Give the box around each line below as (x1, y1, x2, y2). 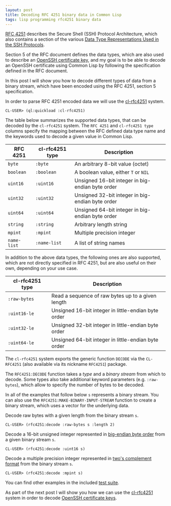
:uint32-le (8, 326, 34, 331)
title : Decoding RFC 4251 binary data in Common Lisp (5, 12, 122, 17)
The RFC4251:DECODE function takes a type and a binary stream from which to (5, 371, 166, 377)
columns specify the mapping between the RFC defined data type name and (5, 128, 165, 134)
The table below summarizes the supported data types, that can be (5, 117, 147, 123)
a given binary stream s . (5, 437, 56, 443)
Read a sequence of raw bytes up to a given (51, 292, 157, 300)
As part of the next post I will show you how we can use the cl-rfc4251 (5, 490, 153, 496)
